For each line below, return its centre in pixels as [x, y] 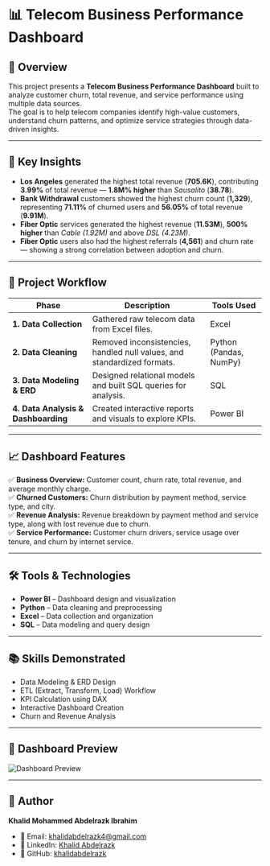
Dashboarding [40, 419]
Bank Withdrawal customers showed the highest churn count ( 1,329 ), [136, 198]
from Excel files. [122, 328]
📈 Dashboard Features [67, 457]
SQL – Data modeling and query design [85, 625]
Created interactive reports [143, 408]
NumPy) [225, 362]
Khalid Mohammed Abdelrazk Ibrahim [73, 820]
